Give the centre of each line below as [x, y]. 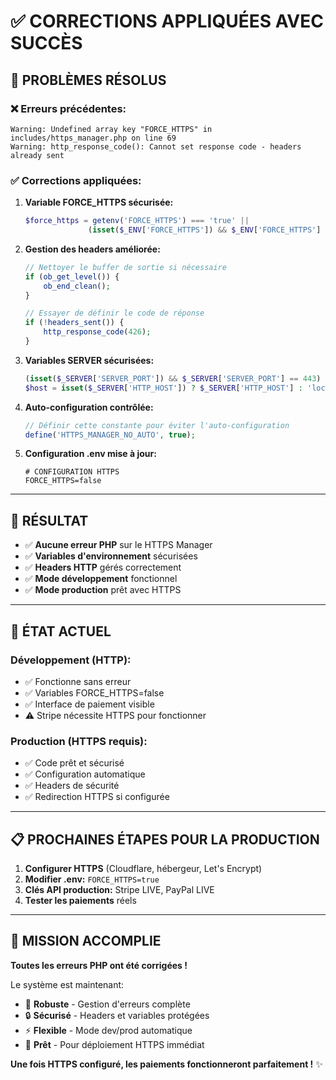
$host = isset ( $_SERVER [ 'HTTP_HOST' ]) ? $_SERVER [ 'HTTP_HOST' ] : [163, 388]
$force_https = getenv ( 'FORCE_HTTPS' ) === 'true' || [137, 221]
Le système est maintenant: [67, 984]
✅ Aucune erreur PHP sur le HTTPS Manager [118, 545]
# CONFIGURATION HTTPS [72, 472]
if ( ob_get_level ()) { [72, 276]
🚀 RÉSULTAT [49, 520]
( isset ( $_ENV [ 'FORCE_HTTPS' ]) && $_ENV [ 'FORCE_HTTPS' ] [205, 230]
